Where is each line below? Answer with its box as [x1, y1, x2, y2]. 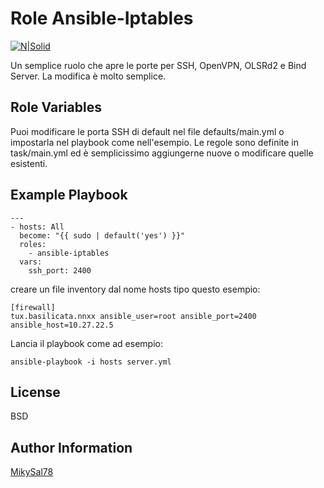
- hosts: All [10, 222, 65, 232]
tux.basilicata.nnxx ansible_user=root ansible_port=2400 [10, 311, 257, 321]
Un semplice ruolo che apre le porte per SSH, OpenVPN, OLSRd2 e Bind [10, 59, 307, 71]
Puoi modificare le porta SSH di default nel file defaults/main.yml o [10, 125, 285, 137]
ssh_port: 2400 [28, 265, 92, 276]
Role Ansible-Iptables [10, 7, 194, 30]
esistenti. [10, 157, 48, 169]
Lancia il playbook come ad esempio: [10, 337, 163, 349]
